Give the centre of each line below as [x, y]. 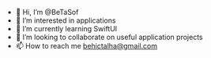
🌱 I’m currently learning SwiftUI [66, 29]
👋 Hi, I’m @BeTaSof [47, 12]
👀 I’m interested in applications [66, 20]
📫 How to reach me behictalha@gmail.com [87, 46]
